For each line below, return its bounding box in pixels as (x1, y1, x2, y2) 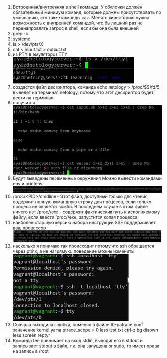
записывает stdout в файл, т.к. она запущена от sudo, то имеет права (12, 343, 160, 349)
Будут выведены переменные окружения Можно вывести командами (12, 175, 162, 181)
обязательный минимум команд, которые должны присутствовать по (12, 9, 162, 15)
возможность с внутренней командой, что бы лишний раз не (12, 20, 143, 26)
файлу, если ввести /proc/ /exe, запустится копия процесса (12, 214, 138, 220)
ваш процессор (12, 225, 46, 231)
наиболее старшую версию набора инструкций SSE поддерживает (12, 219, 156, 225)
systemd (12, 36, 31, 42)
